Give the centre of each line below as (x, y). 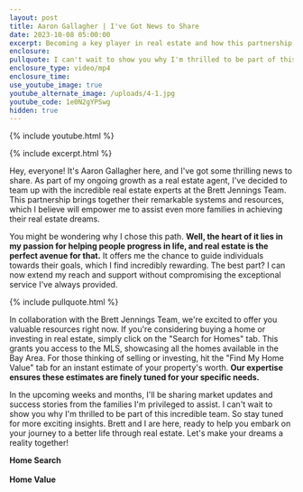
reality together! (39, 443)
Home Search (35, 460)
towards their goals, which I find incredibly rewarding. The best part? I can (147, 265)
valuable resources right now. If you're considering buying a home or (138, 329)
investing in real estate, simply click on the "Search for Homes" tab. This (144, 339)
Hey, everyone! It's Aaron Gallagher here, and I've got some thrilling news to (151, 171)
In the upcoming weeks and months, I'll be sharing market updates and (141, 395)
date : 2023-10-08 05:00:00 (60, 34)
